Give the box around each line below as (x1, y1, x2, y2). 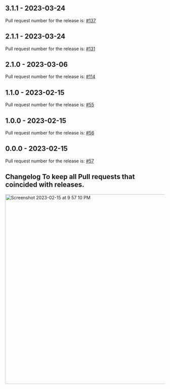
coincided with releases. (5, 181, 84, 189)
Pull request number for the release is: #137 (5, 17, 96, 23)
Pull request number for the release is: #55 (5, 102, 95, 108)
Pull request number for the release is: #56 (5, 130, 95, 136)
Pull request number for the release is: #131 (5, 46, 96, 52)
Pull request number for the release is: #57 (5, 158, 95, 164)
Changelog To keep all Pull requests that (5, 172, 135, 181)
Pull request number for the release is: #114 (5, 73, 96, 80)
